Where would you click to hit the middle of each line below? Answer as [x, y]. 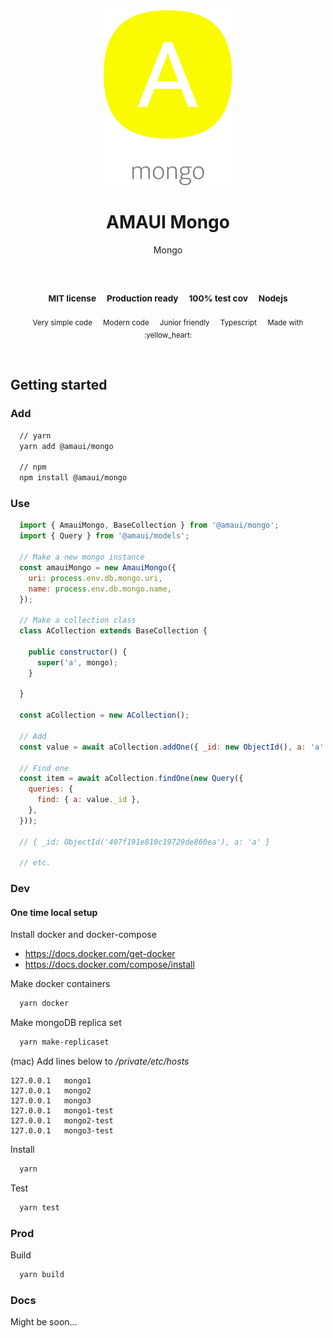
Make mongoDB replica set [66, 1023]
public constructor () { [78, 652]
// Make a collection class [78, 620]
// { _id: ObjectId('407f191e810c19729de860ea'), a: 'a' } [145, 842]
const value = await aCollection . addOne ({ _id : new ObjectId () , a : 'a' [172, 747]
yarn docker [44, 1004]
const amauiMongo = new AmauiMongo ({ [98, 567]
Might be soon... [44, 1322]
